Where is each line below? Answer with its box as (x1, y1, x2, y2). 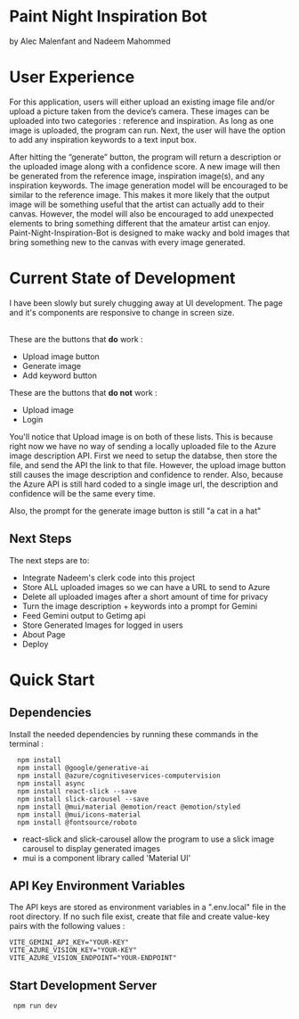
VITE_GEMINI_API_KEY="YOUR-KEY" (9, 938, 129, 947)
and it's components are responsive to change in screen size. (9, 307, 235, 317)
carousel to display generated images (21, 842, 161, 853)
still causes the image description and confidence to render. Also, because (9, 469, 284, 480)
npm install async (17, 778, 86, 788)
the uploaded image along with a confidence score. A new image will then (9, 160, 280, 171)
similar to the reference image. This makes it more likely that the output (9, 189, 270, 200)
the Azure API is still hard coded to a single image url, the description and (9, 479, 279, 489)
